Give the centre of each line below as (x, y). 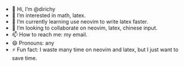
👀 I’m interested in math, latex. (49, 15)
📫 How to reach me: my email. (50, 34)
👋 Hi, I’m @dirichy (34, 9)
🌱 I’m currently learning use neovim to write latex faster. (80, 22)
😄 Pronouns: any (33, 43)
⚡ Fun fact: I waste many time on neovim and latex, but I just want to (95, 49)
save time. (24, 58)
